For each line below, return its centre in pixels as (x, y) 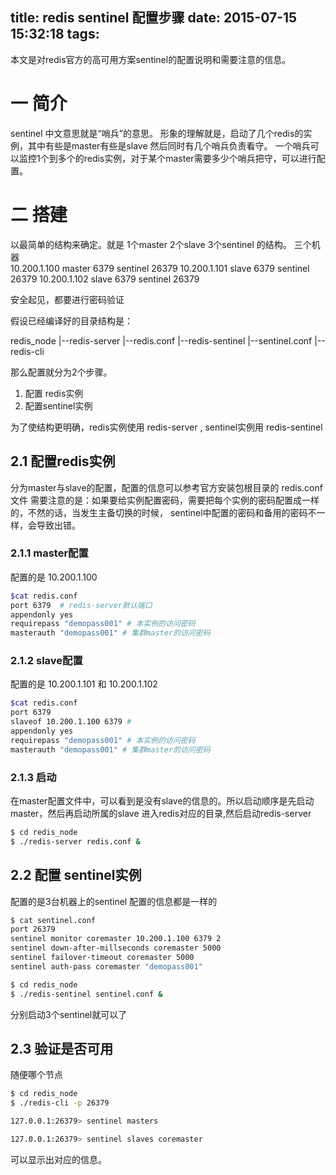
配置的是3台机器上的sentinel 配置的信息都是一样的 (114, 901)
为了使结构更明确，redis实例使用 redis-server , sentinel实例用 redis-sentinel (166, 427)
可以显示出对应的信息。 (58, 1159)
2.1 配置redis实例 (63, 461)
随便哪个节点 (36, 1075)
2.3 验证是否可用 (62, 1048)
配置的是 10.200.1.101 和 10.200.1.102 (84, 684)
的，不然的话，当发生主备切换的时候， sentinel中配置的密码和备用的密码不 (163, 512)
